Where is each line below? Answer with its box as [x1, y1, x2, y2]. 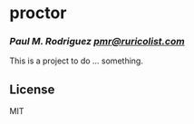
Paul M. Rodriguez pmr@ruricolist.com [9, 35, 185, 48]
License [9, 81, 55, 97]
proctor [9, 3, 67, 24]
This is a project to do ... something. [9, 55, 143, 66]
